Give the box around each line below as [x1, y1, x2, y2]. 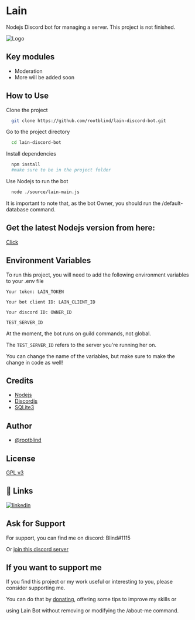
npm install [11, 161, 41, 168]
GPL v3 [6, 469, 24, 476]
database [6, 205, 29, 213]
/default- [162, 200, 183, 207]
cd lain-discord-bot [11, 140, 61, 146]
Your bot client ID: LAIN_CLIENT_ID [6, 299, 95, 305]
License [6, 453, 36, 463]
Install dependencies [6, 150, 57, 157]
